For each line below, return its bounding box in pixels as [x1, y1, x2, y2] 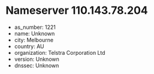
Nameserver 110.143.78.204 [5, 4, 148, 17]
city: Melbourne [14, 36, 54, 43]
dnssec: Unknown [14, 61, 59, 69]
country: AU [14, 43, 44, 50]
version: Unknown [14, 55, 59, 63]
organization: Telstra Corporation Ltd [14, 49, 105, 56]
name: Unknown [14, 29, 55, 37]
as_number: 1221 [14, 23, 56, 31]
